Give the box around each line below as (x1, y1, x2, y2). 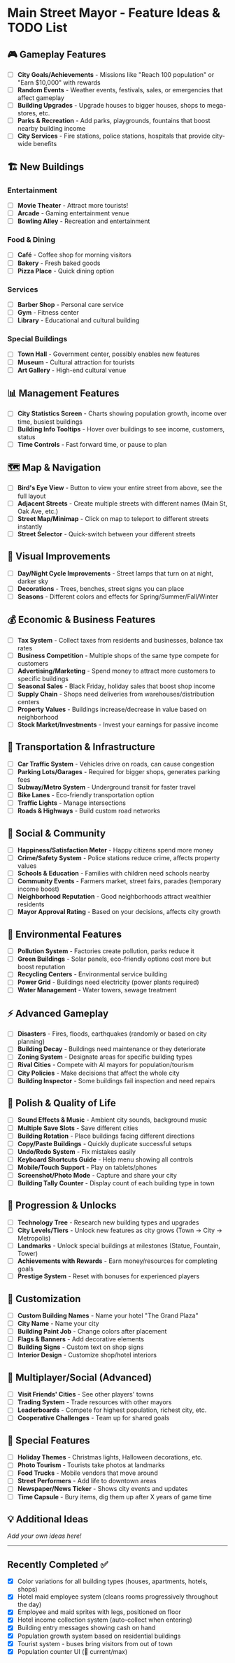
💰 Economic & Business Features (7, 614, 156, 626)
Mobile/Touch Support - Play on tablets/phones (17, 1163, 157, 1171)
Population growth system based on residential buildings (17, 1632, 181, 1640)
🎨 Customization (7, 1292, 81, 1305)
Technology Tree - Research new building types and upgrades (17, 1218, 199, 1227)
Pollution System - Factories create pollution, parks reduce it (17, 947, 194, 955)
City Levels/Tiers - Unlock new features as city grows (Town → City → (17, 1226, 222, 1234)
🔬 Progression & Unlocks (7, 1199, 117, 1211)
